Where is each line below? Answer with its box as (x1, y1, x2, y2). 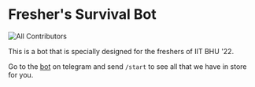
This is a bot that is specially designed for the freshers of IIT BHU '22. (8, 46, 235, 56)
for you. (8, 70, 34, 79)
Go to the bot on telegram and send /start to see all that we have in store (8, 61, 247, 71)
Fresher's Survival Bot (8, 5, 157, 24)
